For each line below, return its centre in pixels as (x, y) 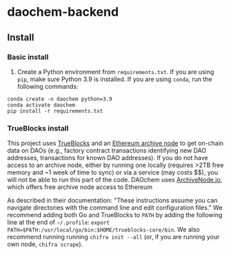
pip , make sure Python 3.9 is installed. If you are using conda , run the (114, 79)
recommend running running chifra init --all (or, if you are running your (113, 237)
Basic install (28, 57)
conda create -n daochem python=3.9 (60, 99)
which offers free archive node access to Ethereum (80, 187)
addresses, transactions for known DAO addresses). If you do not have (108, 158)
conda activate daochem (41, 105)
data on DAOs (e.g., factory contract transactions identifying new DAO (107, 151)
